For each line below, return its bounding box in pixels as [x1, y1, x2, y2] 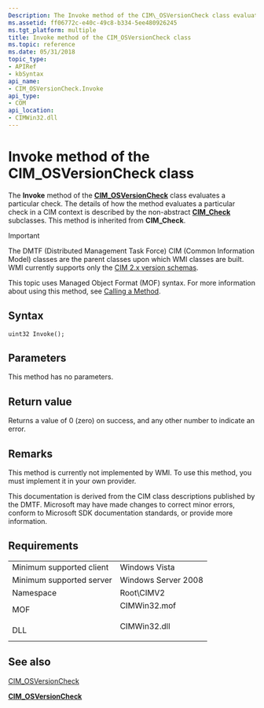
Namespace [12, 587, 57, 598]
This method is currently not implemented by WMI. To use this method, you [8, 468, 252, 478]
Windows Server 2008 [119, 574, 204, 585]
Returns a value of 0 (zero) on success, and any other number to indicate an [8, 416, 255, 426]
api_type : [8, 92, 41, 100]
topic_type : [8, 56, 47, 64]
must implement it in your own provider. [8, 477, 137, 486]
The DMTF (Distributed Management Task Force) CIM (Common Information [8, 245, 255, 256]
